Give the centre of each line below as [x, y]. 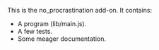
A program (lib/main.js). [52, 24]
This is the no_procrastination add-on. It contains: [80, 10]
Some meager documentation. [62, 39]
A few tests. [35, 31]
